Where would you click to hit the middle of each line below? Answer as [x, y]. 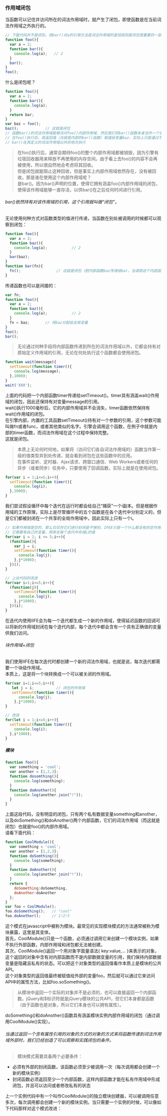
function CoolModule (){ [30, 842]
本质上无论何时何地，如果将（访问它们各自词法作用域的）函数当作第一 [89, 449]
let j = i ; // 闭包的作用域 [48, 688]
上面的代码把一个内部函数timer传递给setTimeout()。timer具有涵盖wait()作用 [82, 395]
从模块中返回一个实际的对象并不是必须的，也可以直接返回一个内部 [84, 992]
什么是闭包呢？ [20, 82]
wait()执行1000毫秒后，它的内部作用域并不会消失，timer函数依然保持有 [78, 407]
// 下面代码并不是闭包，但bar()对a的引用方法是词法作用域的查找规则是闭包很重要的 [80, 35]
